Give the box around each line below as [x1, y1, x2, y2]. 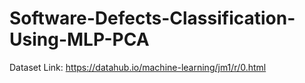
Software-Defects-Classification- [9, 7, 296, 30]
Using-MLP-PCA [9, 28, 150, 51]
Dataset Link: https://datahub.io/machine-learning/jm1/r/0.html [9, 61, 267, 73]
